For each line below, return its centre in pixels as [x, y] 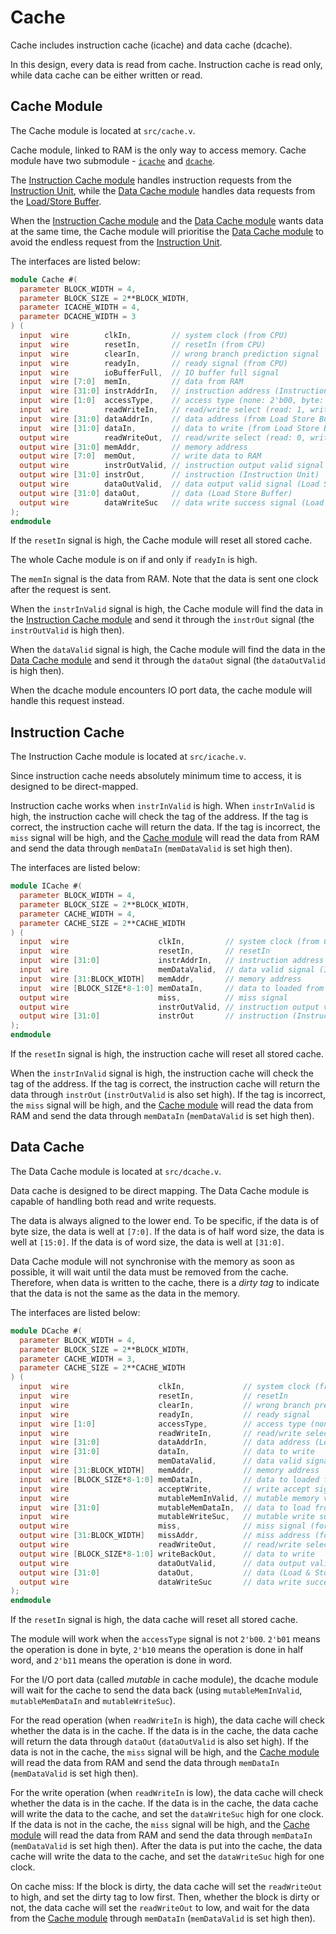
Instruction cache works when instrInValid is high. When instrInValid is [162, 806]
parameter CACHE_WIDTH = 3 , [78, 1359]
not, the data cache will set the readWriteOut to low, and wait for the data [160, 1908]
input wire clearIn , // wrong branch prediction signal [169, 354]
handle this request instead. [67, 701]
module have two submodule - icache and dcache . [113, 160]
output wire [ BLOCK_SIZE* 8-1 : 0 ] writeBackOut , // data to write [167, 1554]
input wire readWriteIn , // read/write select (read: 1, [163, 410]
